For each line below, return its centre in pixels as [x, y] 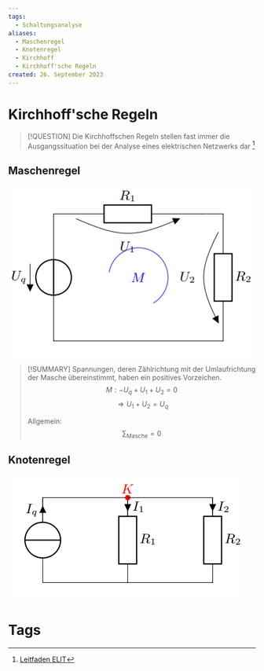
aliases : [22, 33]
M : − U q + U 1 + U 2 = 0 [142, 391]
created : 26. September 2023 [56, 75]
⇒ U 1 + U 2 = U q [143, 405]
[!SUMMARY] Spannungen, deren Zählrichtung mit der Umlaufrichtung [141, 369]
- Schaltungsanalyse [49, 25]
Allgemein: [45, 421]
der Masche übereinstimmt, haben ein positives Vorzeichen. [125, 378]
